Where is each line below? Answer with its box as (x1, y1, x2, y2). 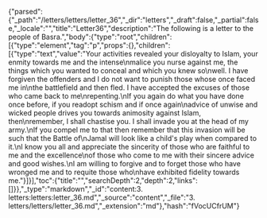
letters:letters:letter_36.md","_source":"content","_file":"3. (8, 193, 196, 202)
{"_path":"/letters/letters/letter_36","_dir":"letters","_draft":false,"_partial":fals (8, 15, 259, 25)
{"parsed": (8, 7, 44, 16)
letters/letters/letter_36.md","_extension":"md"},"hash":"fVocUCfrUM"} (8, 201, 240, 210)
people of (8, 32, 40, 41)
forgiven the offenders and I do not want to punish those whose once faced (8, 75, 256, 84)
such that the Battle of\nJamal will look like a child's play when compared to (8, 134, 257, 142)
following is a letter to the (170, 24, 254, 33)
